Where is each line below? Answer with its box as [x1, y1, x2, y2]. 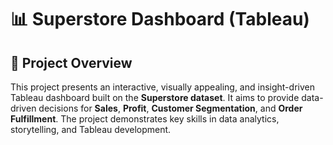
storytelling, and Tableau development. [10, 124, 172, 135]
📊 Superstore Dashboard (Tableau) [10, 8, 310, 31]
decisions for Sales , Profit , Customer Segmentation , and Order [38, 102, 303, 114]
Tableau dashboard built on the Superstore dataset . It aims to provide [10, 92, 300, 103]
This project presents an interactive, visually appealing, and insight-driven [10, 81, 315, 93]
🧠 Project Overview [10, 54, 133, 71]
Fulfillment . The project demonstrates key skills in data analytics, [10, 113, 280, 125]
